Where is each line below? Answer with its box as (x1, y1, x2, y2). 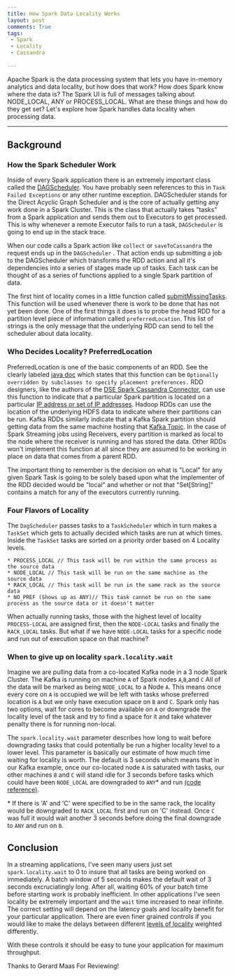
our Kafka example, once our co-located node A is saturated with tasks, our (7, 764, 225, 772)
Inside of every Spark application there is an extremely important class (7, 176, 211, 184)
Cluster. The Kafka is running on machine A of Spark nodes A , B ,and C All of (7, 675, 221, 684)
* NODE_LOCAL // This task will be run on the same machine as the (7, 570, 208, 577)
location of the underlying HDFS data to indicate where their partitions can (7, 407, 222, 416)
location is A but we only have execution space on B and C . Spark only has (7, 698, 220, 706)
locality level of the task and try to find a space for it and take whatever (7, 712, 212, 721)
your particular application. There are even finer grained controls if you (7, 913, 212, 921)
